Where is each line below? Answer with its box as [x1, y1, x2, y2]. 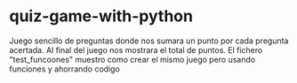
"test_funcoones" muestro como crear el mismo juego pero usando [9, 54, 256, 64]
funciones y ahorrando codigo [9, 64, 120, 74]
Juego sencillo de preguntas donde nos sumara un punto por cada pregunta [9, 35, 289, 46]
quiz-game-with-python [9, 6, 194, 26]
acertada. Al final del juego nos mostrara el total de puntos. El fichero [9, 44, 263, 55]
